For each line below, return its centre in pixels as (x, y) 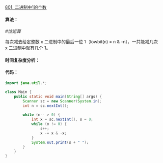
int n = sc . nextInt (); (46, 106)
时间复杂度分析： (22, 60)
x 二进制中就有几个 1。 (28, 48)
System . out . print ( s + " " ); (60, 142)
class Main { (18, 92)
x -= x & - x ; (54, 133)
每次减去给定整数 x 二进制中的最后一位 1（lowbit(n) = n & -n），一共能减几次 (81, 42)
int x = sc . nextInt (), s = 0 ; (62, 120)
